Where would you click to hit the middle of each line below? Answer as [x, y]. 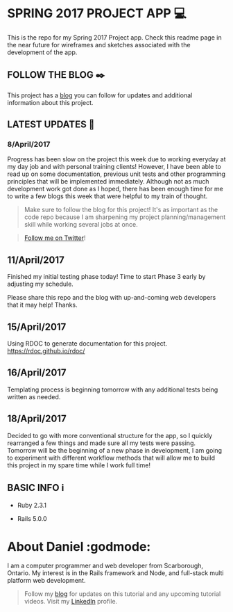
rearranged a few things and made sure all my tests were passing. [102, 443]
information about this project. [50, 102]
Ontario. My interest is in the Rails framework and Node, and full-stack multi [115, 573]
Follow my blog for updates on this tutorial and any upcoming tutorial [122, 594]
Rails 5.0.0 [32, 518]
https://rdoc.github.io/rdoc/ [46, 351]
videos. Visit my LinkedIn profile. [71, 602]
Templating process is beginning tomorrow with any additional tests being [113, 389]
